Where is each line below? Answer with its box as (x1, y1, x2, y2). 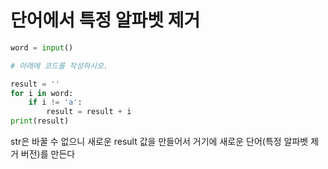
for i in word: (10, 88, 74, 98)
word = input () (10, 42, 74, 53)
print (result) (10, 116, 70, 126)
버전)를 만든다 (20, 148, 76, 160)
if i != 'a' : (28, 97, 83, 108)
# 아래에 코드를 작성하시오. (10, 61, 109, 71)
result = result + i (46, 107, 132, 117)
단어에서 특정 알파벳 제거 (10, 9, 201, 32)
